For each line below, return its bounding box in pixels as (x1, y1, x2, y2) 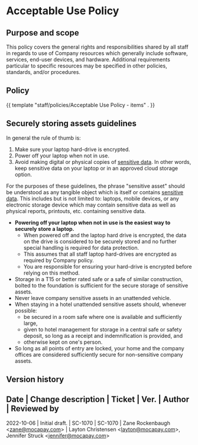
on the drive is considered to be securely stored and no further (23, 238, 177, 245)
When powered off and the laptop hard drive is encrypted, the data (23, 231, 187, 238)
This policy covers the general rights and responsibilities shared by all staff (6, 43, 189, 50)
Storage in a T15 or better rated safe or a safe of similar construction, (14, 275, 183, 282)
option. (14, 170, 33, 178)
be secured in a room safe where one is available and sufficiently (23, 313, 182, 320)
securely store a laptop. (14, 225, 75, 232)
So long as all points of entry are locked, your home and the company (14, 344, 184, 352)
